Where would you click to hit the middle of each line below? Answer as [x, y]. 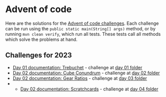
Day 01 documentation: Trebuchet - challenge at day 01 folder [77, 67]
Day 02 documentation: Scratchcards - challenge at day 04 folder [89, 89]
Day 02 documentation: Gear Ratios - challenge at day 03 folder [80, 78]
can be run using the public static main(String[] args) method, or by [80, 28]
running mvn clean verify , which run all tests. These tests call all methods [83, 34]
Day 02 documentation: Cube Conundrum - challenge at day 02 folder [86, 73]
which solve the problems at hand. [41, 39]
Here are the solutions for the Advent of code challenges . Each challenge [82, 23]
